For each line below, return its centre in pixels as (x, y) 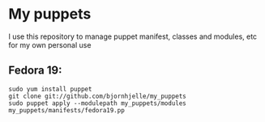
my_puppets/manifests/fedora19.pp (67, 110)
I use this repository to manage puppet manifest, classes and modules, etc (133, 36)
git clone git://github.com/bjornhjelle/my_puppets (97, 96)
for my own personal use (50, 44)
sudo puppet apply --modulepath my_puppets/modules (97, 103)
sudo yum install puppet (50, 89)
